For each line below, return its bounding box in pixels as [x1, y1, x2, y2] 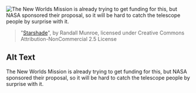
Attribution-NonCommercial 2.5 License [20, 36, 117, 42]
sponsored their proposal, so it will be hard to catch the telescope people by [6, 74, 191, 81]
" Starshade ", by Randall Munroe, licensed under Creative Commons [20, 29, 185, 36]
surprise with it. [6, 80, 44, 87]
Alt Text [6, 53, 35, 63]
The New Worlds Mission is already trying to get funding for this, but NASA [6, 68, 187, 75]
